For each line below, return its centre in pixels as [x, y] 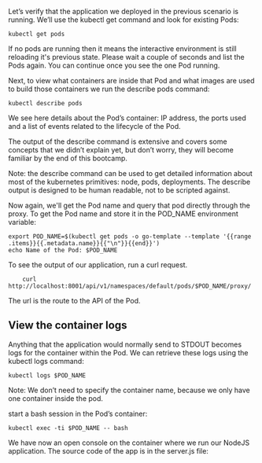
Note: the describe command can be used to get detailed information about [131, 173]
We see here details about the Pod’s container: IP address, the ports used [127, 118]
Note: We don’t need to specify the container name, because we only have [129, 390]
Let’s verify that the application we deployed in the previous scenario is [123, 11]
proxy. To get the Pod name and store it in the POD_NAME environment [123, 214]
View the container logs [68, 325]
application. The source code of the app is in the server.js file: [108, 450]
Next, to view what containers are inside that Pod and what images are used [131, 81]
